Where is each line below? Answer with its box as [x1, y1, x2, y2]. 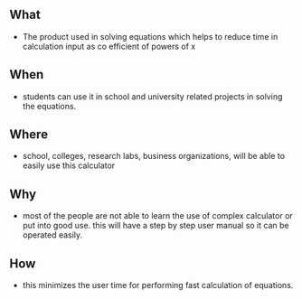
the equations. [22, 100, 77, 111]
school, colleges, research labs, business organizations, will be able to [22, 151, 286, 162]
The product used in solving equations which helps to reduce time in [22, 31, 278, 42]
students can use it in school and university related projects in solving [22, 90, 283, 102]
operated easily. [22, 229, 83, 240]
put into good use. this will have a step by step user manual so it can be [22, 220, 289, 231]
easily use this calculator [22, 160, 116, 171]
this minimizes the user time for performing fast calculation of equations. [22, 280, 294, 291]
